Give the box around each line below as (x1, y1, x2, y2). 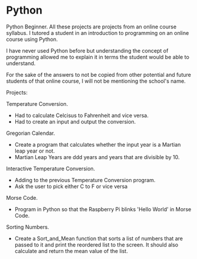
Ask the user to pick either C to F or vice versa (14, 183, 128, 190)
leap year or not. (14, 147, 55, 154)
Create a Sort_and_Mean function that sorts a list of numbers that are (14, 235, 183, 242)
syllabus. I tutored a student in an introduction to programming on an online (6, 29, 189, 36)
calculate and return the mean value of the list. (14, 247, 128, 254)
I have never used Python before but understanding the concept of (6, 47, 169, 54)
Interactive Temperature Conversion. (6, 165, 96, 172)
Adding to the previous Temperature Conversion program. (14, 176, 156, 183)
